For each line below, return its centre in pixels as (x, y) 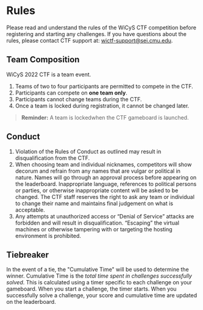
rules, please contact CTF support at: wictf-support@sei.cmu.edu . (90, 40)
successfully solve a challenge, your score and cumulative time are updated (102, 295)
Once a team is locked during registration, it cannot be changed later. (102, 106)
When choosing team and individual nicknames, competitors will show (103, 164)
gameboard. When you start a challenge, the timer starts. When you (91, 289)
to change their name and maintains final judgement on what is (94, 203)
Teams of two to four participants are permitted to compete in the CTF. (104, 86)
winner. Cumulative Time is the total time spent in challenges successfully (99, 276)
